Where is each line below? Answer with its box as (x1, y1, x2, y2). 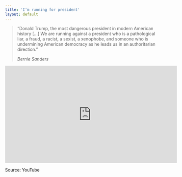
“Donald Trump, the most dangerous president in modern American (17, 25, 154, 31)
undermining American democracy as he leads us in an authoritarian (17, 41, 156, 47)
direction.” (17, 46, 38, 52)
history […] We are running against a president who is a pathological (17, 31, 156, 36)
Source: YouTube (5, 167, 40, 173)
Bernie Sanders (17, 56, 49, 62)
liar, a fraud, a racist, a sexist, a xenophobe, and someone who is (17, 35, 149, 42)
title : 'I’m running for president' (5, 7, 80, 12)
